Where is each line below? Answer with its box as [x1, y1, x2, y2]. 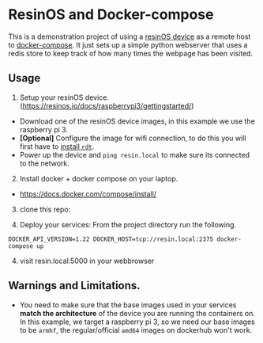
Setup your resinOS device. [19, 93, 109, 102]
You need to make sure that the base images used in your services [19, 299, 237, 310]
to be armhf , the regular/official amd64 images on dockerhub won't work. [19, 325, 253, 334]
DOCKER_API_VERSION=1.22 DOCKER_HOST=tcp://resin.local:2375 [8, 235, 214, 243]
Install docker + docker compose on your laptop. [19, 173, 178, 183]
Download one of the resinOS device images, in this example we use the [19, 116, 255, 126]
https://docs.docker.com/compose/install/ [19, 189, 156, 199]
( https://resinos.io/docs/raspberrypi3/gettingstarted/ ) [19, 101, 194, 110]
